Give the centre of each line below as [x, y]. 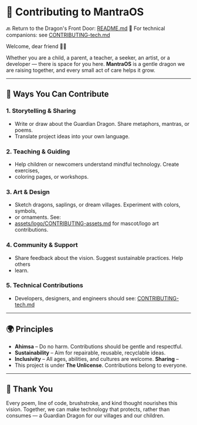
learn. [22, 270]
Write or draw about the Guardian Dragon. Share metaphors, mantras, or [102, 123]
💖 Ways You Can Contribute [58, 94]
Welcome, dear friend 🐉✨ [36, 46]
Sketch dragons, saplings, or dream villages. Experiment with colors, [97, 205]
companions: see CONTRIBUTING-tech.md [58, 35]
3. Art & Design [28, 192]
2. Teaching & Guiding [38, 151]
